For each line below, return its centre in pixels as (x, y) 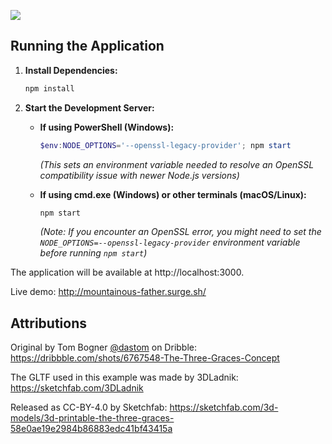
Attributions (49, 323)
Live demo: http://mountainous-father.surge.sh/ (108, 292)
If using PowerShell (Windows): (107, 127)
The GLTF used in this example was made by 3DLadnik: (124, 377)
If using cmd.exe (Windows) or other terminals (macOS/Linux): (173, 194)
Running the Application (87, 46)
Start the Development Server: (89, 107)
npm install (49, 88)
